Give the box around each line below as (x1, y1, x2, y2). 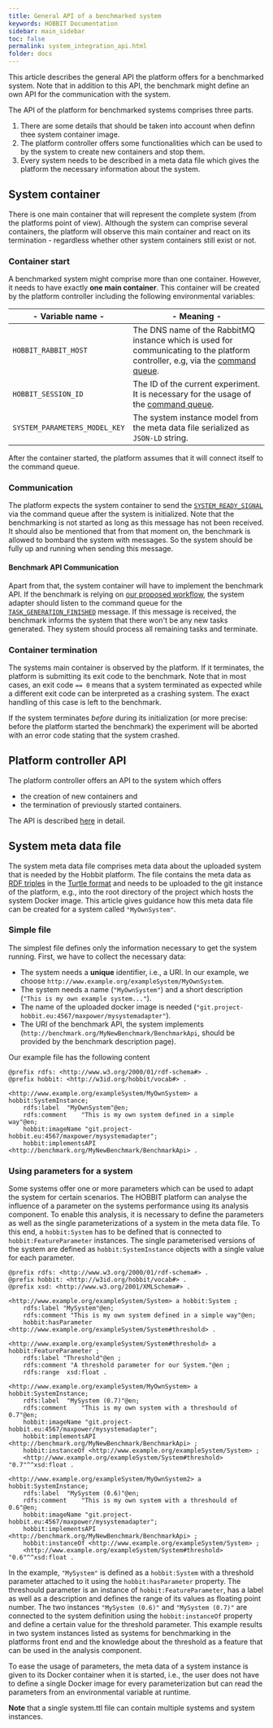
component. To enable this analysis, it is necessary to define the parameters (8, 1210, 264, 1219)
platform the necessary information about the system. (19, 164, 201, 173)
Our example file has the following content (8, 1052, 150, 1062)
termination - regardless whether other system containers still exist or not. (8, 235, 257, 245)
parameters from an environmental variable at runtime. (8, 1687, 191, 1697)
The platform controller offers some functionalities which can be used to (19, 138, 262, 147)
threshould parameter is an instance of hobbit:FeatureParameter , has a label (8, 1585, 264, 1595)
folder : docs (8, 50, 53, 58)
